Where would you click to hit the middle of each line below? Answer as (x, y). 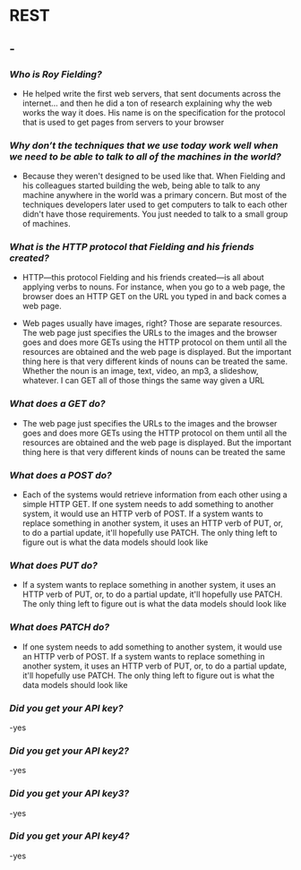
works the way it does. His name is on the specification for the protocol (154, 112)
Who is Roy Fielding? (56, 74)
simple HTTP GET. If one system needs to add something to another (148, 504)
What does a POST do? (60, 475)
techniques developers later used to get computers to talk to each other (155, 205)
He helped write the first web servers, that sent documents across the (151, 93)
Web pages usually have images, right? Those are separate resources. (152, 323)
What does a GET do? (57, 404)
